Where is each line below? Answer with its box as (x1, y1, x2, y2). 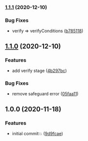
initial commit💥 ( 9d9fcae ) (12, 130, 63, 136)
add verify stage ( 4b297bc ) (12, 68, 67, 73)
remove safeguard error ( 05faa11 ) (12, 91, 79, 97)
